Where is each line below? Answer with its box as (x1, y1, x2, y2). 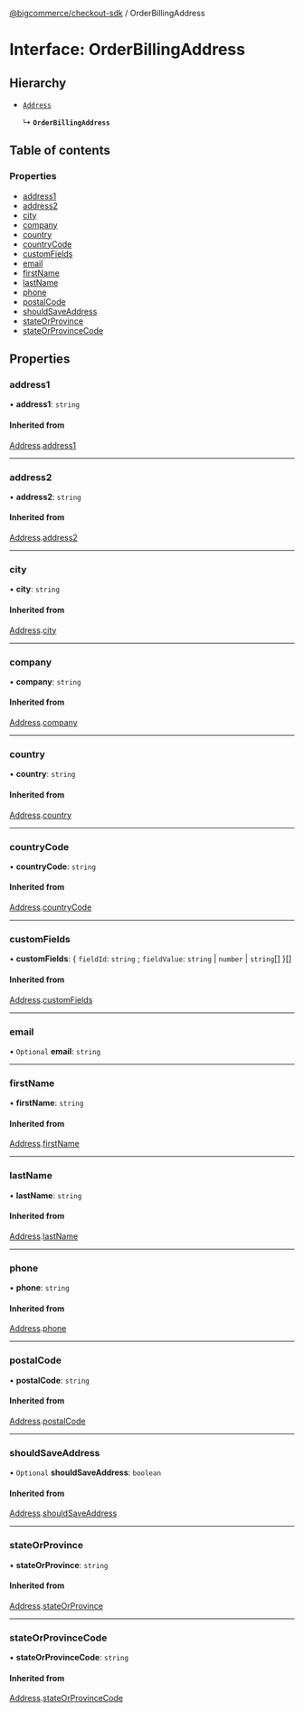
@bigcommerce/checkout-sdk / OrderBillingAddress (9, 8, 205, 18)
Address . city (9, 624, 57, 636)
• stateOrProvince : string (9, 1559, 109, 1570)
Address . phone (9, 1323, 67, 1334)
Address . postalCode (9, 1415, 86, 1426)
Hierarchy (9, 75, 67, 90)
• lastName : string (9, 1189, 82, 1201)
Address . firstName (9, 1139, 80, 1149)
